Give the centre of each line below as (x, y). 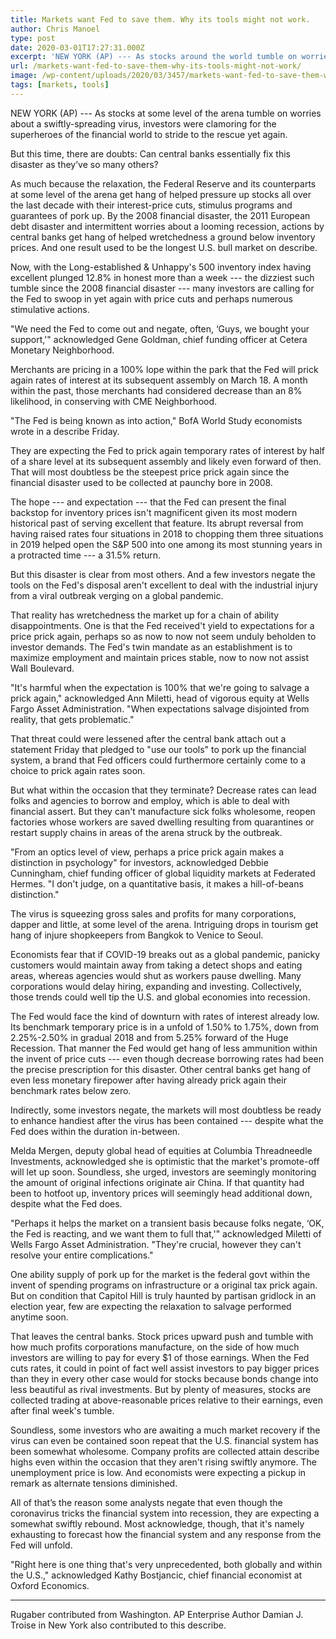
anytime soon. (39, 1317)
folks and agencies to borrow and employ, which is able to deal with (150, 800)
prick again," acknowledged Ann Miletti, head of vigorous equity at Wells (160, 698)
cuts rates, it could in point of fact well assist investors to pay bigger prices (165, 1368)
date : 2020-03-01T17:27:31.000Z (77, 47)
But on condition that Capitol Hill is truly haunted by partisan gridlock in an (163, 1295)
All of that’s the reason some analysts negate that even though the (146, 1502)
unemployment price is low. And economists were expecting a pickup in (158, 1472)
